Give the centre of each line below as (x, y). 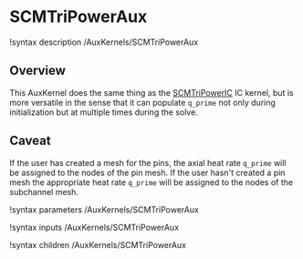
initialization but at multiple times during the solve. (104, 112)
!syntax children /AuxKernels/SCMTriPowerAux (98, 244)
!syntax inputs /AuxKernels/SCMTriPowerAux (94, 227)
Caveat (31, 141)
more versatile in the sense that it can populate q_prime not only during (143, 102)
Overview (38, 71)
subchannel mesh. (44, 192)
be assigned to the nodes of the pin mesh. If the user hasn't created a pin (147, 172)
